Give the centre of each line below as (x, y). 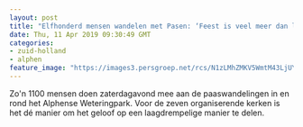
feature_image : (38, 68)
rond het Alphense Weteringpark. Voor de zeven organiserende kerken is (145, 103)
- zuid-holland (38, 51)
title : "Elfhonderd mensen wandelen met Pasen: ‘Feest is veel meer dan (149, 26)
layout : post (34, 18)
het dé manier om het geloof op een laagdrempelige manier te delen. (137, 113)
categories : (32, 43)
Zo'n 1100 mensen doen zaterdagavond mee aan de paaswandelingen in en (150, 93)
